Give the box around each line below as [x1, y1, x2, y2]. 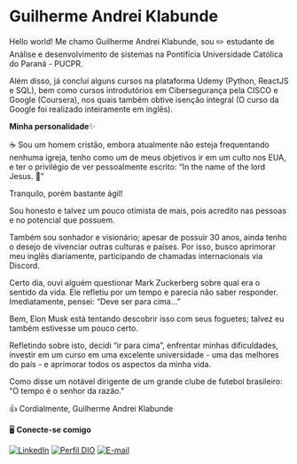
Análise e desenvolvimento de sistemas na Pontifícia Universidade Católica [9, 49, 284, 59]
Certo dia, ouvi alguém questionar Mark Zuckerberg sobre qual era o [9, 277, 261, 287]
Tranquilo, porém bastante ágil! [9, 188, 123, 199]
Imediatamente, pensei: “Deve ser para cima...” [9, 295, 181, 307]
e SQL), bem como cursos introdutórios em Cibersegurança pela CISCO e [9, 84, 278, 95]
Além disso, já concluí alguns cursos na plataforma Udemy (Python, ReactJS [9, 75, 290, 86]
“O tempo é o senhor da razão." [9, 385, 125, 396]
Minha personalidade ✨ [9, 121, 96, 131]
